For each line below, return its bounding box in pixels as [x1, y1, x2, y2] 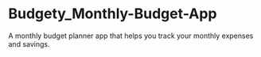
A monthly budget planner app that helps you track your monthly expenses [8, 31, 254, 40]
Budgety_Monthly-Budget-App [8, 5, 217, 23]
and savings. [8, 39, 50, 48]
